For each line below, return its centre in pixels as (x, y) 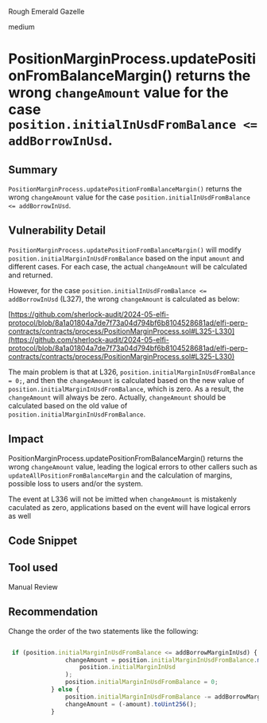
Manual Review (33, 586)
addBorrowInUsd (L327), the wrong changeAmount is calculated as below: (124, 299)
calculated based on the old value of (68, 405)
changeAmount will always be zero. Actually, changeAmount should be (117, 397)
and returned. (31, 275)
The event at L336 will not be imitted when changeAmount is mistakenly (122, 499)
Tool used (33, 568)
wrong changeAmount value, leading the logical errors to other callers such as (133, 466)
